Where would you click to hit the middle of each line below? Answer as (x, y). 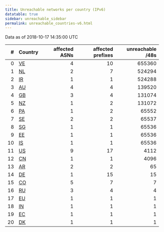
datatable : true (21, 14)
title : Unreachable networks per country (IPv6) (55, 10)
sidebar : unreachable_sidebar (36, 19)
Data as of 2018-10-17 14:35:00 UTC (41, 37)
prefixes (103, 55)
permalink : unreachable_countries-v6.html (49, 23)
